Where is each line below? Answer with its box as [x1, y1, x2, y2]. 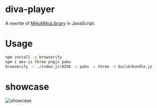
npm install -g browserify [5, 55, 62, 60]
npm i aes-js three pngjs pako [5, 59, 71, 64]
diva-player [5, 4, 55, 15]
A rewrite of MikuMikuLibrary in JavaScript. [5, 20, 96, 26]
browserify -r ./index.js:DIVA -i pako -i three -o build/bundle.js [5, 64, 152, 69]
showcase [5, 81, 49, 92]
